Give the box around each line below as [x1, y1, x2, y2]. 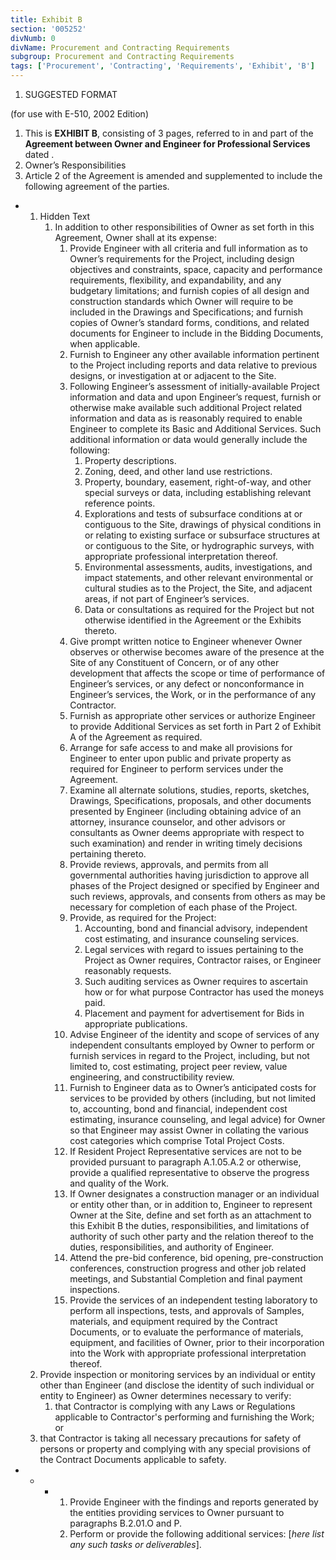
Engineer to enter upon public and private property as [69, 752, 292, 764]
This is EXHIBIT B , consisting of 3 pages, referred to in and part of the [24, 127, 314, 139]
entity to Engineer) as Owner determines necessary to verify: [39, 1390, 292, 1401]
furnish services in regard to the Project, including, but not [69, 1050, 310, 1061]
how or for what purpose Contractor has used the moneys [84, 986, 325, 998]
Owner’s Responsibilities [24, 159, 127, 171]
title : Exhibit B [10, 14, 83, 25]
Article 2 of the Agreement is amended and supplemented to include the [24, 170, 323, 181]
